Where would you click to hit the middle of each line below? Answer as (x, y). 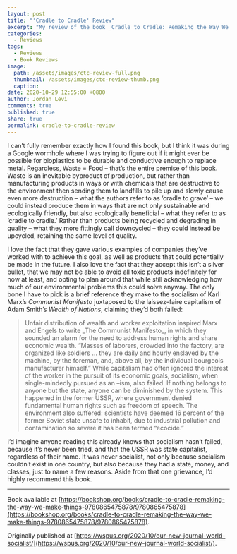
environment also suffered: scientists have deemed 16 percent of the (124, 413)
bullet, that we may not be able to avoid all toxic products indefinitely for (112, 272)
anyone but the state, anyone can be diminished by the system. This (124, 390)
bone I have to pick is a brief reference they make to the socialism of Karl (114, 294)
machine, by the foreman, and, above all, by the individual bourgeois (124, 360)
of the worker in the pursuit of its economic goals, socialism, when (121, 375)
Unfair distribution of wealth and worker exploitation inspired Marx (121, 323)
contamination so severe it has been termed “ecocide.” (104, 428)
